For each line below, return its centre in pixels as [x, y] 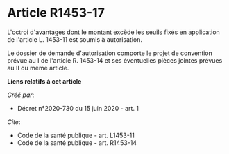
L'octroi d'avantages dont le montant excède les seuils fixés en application [113, 32]
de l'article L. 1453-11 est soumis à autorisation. [75, 39]
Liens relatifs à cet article [44, 81]
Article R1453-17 [56, 13]
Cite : [14, 122]
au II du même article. [38, 68]
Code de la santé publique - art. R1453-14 [77, 143]
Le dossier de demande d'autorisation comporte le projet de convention [110, 53]
